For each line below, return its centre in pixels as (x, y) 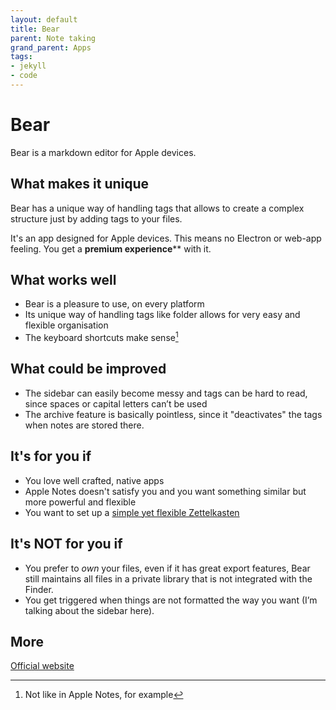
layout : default (44, 19)
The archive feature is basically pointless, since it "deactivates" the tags (173, 414)
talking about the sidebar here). (89, 610)
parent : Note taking (53, 38)
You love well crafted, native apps (94, 480)
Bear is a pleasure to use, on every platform (114, 304)
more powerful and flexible (80, 502)
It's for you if (51, 456)
